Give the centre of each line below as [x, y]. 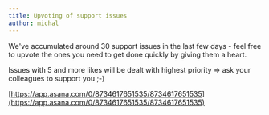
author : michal [34, 23]
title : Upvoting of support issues [68, 16]
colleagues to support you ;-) [57, 78]
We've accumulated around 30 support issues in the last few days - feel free [135, 46]
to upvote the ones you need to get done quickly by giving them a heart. [128, 54]
